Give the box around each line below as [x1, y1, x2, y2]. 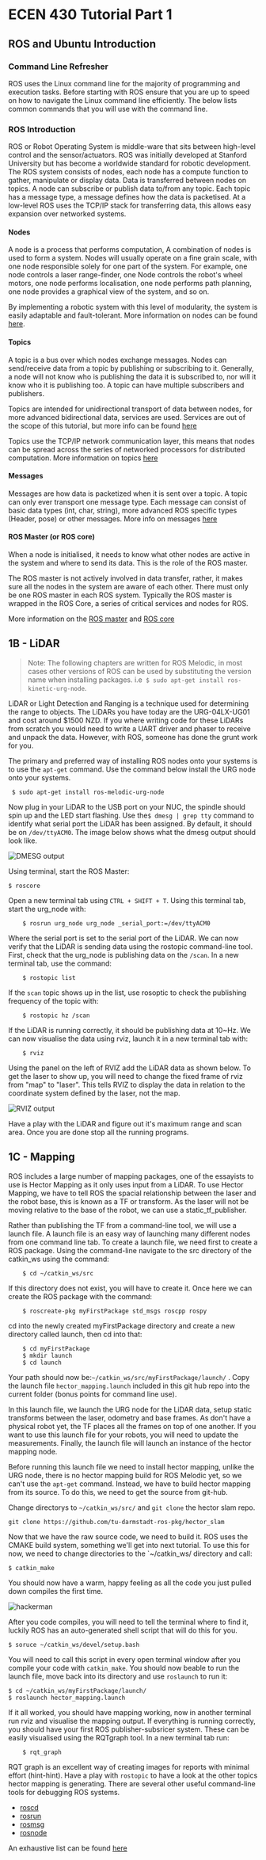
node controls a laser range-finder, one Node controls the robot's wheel [8, 270, 243, 280]
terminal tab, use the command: [8, 959, 112, 968]
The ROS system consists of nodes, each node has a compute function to [8, 167, 249, 177]
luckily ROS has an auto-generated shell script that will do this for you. [8, 1626, 237, 1635]
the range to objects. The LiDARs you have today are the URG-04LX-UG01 [8, 707, 251, 716]
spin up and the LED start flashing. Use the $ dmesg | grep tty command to [8, 810, 255, 820]
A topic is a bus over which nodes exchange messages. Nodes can [8, 355, 227, 364]
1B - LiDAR [8, 637, 61, 650]
